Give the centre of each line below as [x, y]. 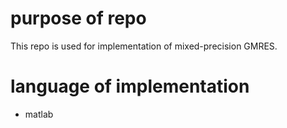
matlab [39, 114]
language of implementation [130, 86]
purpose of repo [78, 18]
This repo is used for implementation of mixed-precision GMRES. [144, 46]
